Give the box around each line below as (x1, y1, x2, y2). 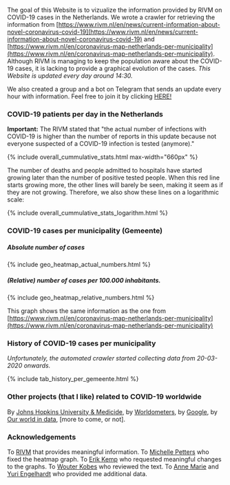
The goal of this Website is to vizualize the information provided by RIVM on (7, 6, 222, 14)
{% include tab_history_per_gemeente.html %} (7, 375, 139, 383)
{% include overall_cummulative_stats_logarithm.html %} (7, 209, 169, 217)
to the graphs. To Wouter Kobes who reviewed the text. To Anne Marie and (7, 462, 219, 471)
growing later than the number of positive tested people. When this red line (7, 173, 220, 182)
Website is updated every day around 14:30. (7, 72, 133, 80)
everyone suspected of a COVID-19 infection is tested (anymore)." (7, 140, 195, 148)
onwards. (23, 361, 51, 370)
